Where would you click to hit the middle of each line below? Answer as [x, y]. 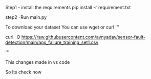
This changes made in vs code [38, 62]
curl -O [13, 37]
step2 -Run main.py [26, 17]
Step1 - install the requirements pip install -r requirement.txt [68, 7]
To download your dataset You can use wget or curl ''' [62, 27]
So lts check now [24, 72]
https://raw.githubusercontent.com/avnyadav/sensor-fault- [83, 37]
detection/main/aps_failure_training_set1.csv [52, 42]
